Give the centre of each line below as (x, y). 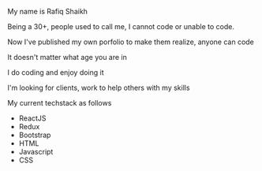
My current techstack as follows (60, 103)
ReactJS (32, 118)
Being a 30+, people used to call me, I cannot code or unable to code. (121, 26)
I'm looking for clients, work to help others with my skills (99, 87)
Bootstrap (35, 135)
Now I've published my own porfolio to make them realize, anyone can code (131, 42)
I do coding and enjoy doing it (56, 72)
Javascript (36, 152)
